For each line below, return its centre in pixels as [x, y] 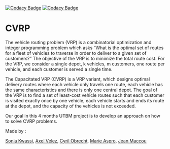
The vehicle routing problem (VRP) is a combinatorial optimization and [78, 42]
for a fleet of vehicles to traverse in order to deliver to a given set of [76, 53]
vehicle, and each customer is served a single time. [59, 69]
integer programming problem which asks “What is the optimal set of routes [84, 48]
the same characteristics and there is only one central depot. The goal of [81, 90]
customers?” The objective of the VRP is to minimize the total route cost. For [85, 58]
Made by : [16, 131]
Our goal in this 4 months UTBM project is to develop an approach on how [83, 116]
